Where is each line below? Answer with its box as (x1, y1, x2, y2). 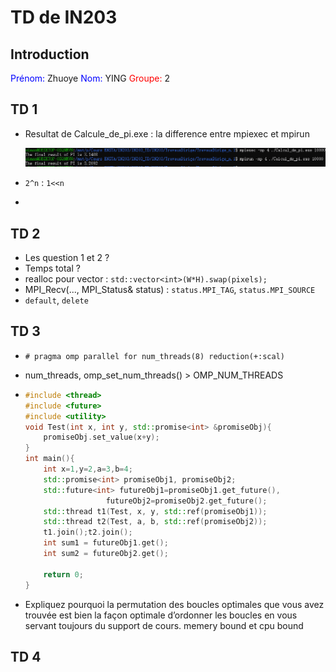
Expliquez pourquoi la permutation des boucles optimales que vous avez (24, 598, 325, 610)
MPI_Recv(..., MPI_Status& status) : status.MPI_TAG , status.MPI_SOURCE (24, 284, 316, 296)
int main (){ (24, 454, 75, 464)
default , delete (24, 294, 89, 306)
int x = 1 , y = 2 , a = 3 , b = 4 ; (43, 464, 133, 475)
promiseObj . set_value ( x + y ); (43, 432, 160, 443)
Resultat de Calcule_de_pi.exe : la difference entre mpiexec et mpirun (24, 127, 310, 140)
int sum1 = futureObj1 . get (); (43, 538, 169, 548)
